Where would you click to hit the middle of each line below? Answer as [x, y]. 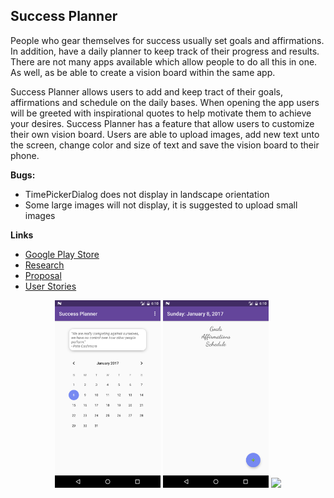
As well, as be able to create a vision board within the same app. [143, 72]
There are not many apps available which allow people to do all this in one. [164, 61]
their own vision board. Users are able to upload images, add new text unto [165, 134]
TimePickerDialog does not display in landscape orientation [147, 194]
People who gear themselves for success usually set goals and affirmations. [167, 40]
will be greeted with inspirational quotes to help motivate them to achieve [161, 113]
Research [44, 265]
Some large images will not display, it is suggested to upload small [161, 205]
